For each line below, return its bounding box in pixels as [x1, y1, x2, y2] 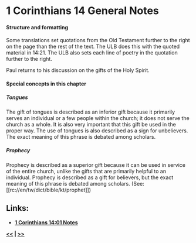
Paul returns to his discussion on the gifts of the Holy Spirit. [6, 67, 150, 74]
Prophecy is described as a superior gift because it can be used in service [6, 161, 186, 168]
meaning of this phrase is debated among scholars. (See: [6, 180, 145, 187]
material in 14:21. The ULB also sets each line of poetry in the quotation [6, 49, 178, 56]
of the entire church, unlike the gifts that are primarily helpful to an [6, 167, 166, 174]
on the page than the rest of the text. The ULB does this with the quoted [6, 43, 180, 50]
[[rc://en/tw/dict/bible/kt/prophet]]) [6, 186, 92, 193]
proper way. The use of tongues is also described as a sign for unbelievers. [6, 127, 188, 134]
